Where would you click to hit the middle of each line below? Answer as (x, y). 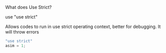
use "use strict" (21, 17)
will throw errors (22, 32)
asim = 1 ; (16, 45)
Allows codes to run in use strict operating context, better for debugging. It (83, 26)
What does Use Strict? (29, 7)
